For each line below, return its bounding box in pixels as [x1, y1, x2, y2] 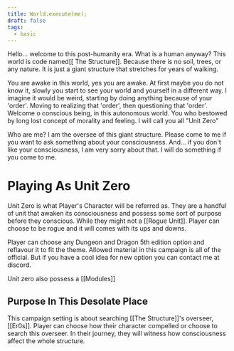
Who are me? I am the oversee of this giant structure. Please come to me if [7, 130, 227, 139]
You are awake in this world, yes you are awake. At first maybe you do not [7, 79, 224, 88]
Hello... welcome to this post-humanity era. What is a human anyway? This [7, 50, 226, 58]
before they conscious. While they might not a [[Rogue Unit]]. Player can [7, 216, 220, 225]
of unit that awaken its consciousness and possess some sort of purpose [7, 209, 222, 218]
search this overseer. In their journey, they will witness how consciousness [7, 329, 226, 337]
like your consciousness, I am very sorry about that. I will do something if [7, 145, 222, 154]
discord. [7, 261, 32, 269]
